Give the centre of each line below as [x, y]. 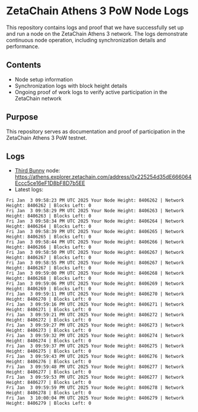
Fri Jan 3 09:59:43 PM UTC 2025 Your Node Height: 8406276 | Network [95, 357]
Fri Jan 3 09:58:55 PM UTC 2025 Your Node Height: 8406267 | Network [95, 263]
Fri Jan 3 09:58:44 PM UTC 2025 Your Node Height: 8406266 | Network [95, 242]
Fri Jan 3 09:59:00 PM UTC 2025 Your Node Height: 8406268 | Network [95, 273]
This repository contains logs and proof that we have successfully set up [95, 27]
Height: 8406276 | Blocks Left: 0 [49, 362]
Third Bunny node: [37, 171]
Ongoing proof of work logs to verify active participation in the [91, 92]
